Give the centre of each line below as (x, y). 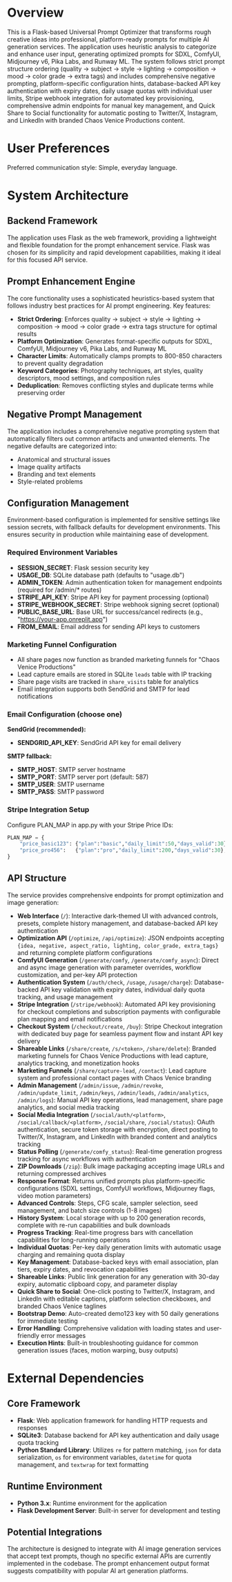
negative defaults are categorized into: (62, 446)
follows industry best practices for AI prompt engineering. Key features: (109, 306)
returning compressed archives (62, 1173)
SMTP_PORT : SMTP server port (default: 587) (83, 777)
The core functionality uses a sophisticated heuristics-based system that (111, 298)
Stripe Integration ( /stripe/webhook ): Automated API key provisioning (116, 1004)
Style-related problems (50, 481)
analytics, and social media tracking (68, 1107)
